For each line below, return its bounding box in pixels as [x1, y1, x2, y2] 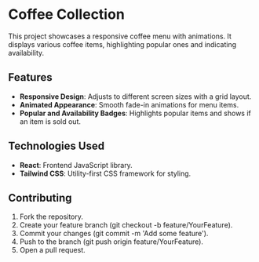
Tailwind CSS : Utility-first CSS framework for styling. [19, 169, 192, 178]
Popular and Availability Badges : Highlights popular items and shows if [19, 108, 251, 118]
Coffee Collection [8, 5, 126, 24]
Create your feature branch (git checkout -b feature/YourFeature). [19, 220, 233, 230]
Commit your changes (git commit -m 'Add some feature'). [19, 229, 209, 238]
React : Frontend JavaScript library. [19, 160, 133, 169]
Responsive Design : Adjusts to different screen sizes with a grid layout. [19, 92, 252, 101]
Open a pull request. [19, 246, 86, 255]
